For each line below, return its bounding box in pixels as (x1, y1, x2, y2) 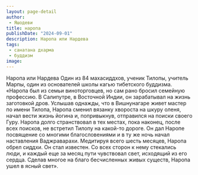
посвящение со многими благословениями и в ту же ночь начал (6, 131, 170, 138)
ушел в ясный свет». (6, 162, 59, 169)
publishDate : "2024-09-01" (6, 31, 73, 37)
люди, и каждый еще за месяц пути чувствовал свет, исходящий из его (6, 150, 187, 157)
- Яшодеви (8, 20, 33, 25)
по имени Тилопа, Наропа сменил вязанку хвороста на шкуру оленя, (6, 106, 181, 113)
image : (6, 58, 22, 64)
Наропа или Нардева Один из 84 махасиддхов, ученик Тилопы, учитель (6, 74, 189, 82)
